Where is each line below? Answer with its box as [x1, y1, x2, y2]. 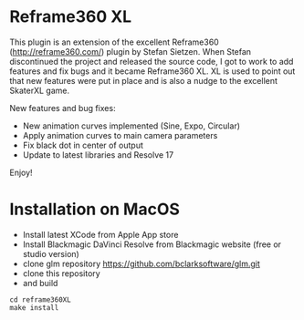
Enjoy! [9, 167, 34, 178]
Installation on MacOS [9, 199, 181, 220]
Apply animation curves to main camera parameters [22, 129, 218, 140]
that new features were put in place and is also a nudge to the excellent [9, 75, 278, 86]
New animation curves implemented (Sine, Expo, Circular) [22, 120, 240, 131]
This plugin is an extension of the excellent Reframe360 [9, 36, 219, 47]
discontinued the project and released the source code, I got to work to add [9, 56, 294, 67]
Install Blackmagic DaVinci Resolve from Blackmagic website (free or [22, 239, 281, 250]
